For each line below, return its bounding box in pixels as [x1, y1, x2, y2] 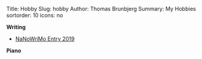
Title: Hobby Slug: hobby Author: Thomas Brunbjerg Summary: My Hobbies [6, 5, 196, 12]
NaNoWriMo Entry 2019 [15, 35, 75, 42]
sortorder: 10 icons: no [6, 12, 63, 19]
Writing [6, 24, 26, 30]
